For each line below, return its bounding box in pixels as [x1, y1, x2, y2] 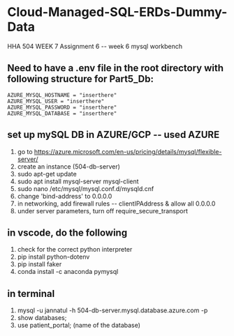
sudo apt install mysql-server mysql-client [17, 177, 139, 185]
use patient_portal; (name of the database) [17, 321, 141, 330]
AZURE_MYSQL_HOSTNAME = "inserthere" [7, 91, 117, 98]
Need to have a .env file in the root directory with [7, 62, 224, 74]
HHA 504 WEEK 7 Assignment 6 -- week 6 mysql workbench [7, 42, 183, 50]
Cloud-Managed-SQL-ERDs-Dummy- [7, 4, 228, 20]
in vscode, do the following [7, 227, 128, 238]
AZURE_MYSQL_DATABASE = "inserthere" [7, 109, 117, 117]
